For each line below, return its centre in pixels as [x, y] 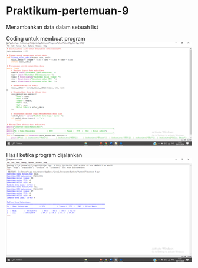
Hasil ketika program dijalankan [44, 155]
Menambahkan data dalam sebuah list [52, 27]
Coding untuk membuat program [46, 38]
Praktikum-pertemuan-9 [67, 11]
